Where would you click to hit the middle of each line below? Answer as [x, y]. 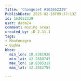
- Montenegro [18, 41]
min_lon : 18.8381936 [30, 54]
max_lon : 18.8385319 [30, 63]
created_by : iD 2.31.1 [28, 32]
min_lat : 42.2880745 [30, 59]
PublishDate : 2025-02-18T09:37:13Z [41, 14]
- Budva [13, 45]
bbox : [10, 50]
